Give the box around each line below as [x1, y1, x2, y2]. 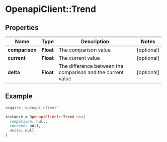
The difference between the [58, 63, 124, 69]
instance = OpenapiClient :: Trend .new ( [5, 114, 85, 119]
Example [5, 92, 33, 101]
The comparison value [58, 46, 111, 53]
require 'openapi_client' [5, 105, 59, 110]
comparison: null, [9, 119, 48, 124]
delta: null [9, 128, 35, 133]
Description [81, 38, 109, 45]
